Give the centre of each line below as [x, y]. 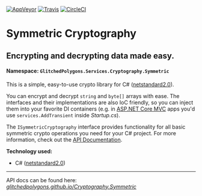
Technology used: [29, 151]
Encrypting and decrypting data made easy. [90, 56]
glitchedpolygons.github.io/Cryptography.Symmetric [72, 186]
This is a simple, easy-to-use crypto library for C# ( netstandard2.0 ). [90, 84]
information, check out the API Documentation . [64, 139]
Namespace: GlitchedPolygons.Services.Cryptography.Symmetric [88, 71]
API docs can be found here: [41, 180]
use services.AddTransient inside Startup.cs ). [63, 115]
